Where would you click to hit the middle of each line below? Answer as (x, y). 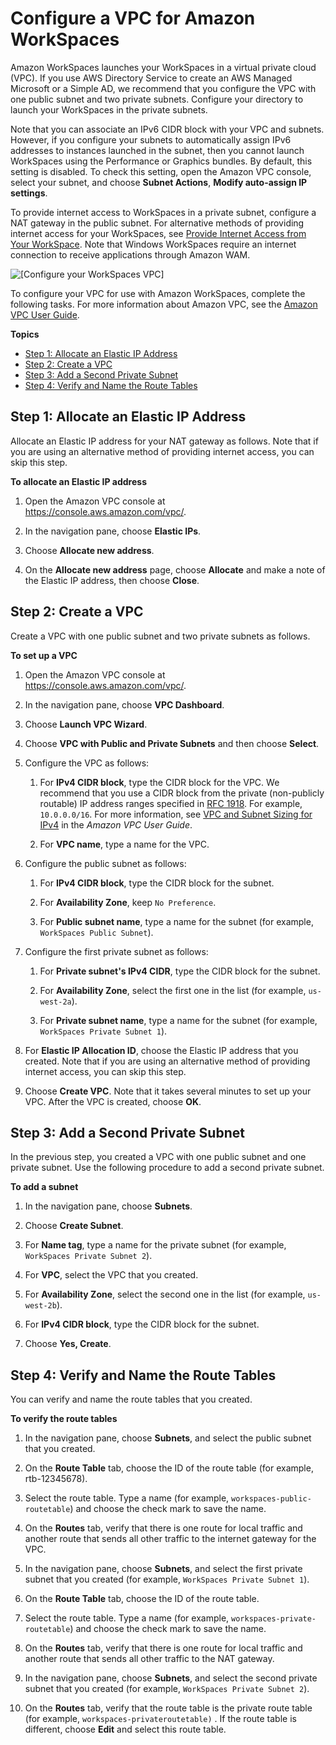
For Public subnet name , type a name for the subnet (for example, (176, 921)
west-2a (55, 1002)
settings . (29, 193)
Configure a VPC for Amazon (133, 18)
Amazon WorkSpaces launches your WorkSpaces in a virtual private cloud (163, 67)
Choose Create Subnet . (74, 1226)
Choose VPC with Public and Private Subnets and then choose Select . (172, 743)
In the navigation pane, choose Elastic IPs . (113, 531)
